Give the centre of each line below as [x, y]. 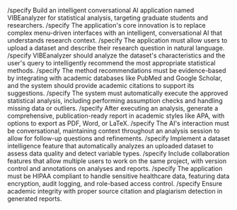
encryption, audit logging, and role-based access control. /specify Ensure [115, 183]
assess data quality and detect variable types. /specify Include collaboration [118, 153]
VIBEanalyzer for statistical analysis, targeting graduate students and [108, 18]
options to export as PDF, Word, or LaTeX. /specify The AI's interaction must [118, 123]
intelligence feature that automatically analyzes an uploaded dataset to [110, 146]
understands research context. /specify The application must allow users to [117, 40]
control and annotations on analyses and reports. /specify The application [115, 168]
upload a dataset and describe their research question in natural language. [116, 48]
